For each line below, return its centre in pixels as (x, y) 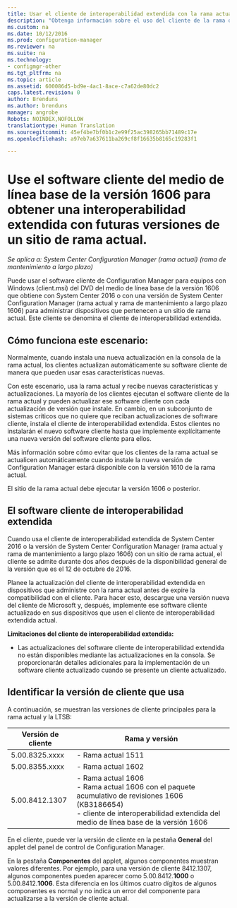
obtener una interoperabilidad (97, 210)
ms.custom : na (28, 27)
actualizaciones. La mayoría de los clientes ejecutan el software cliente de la (119, 394)
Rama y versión (151, 738)
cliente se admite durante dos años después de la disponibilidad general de (117, 561)
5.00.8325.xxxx (38, 755)
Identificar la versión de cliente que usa (96, 692)
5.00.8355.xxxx (38, 766)
